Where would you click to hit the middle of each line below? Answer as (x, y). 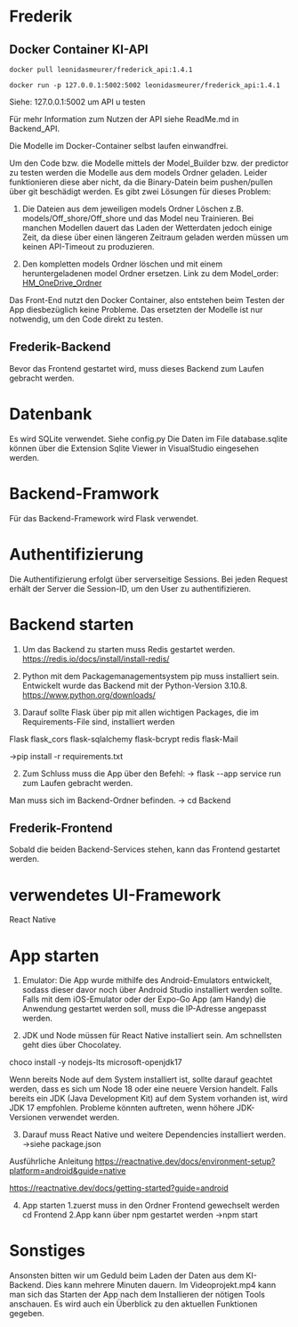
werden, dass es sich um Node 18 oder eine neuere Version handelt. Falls (144, 1089)
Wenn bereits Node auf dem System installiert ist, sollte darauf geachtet (141, 1079)
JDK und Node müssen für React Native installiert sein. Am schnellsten (152, 1036)
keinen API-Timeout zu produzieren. (88, 246)
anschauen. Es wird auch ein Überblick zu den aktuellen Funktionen (133, 1304)
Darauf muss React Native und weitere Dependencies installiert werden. (154, 1135)
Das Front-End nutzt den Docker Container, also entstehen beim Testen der (147, 300)
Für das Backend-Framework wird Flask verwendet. (104, 518)
